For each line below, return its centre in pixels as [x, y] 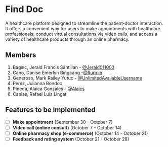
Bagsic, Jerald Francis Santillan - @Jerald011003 [64, 67]
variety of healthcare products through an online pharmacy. [68, 39]
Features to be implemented [51, 110]
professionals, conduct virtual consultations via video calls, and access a [81, 34]
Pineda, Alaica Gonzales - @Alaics [49, 89]
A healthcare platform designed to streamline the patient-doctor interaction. [84, 23]
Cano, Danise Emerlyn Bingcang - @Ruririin [57, 72]
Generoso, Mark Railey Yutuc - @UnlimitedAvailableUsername [77, 78]
